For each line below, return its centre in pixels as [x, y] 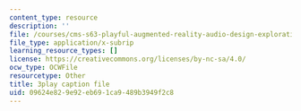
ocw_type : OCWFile [43, 68]
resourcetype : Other [48, 76]
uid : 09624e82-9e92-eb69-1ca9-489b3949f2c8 [92, 92]
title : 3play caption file [60, 84]
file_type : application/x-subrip [72, 43]
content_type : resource [54, 17]
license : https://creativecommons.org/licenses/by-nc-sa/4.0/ [128, 59]
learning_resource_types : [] [64, 51]
